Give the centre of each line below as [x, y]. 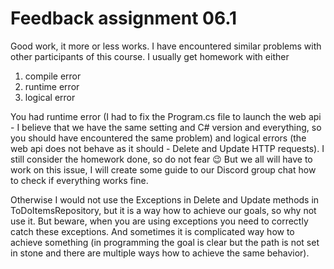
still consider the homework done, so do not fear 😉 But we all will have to [161, 159]
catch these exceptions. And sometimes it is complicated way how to [152, 231]
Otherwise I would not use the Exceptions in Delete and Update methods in [165, 199]
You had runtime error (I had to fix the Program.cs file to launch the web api [166, 116]
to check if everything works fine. [79, 180]
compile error [53, 76]
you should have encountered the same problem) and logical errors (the [158, 138]
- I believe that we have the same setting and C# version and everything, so [166, 127]
